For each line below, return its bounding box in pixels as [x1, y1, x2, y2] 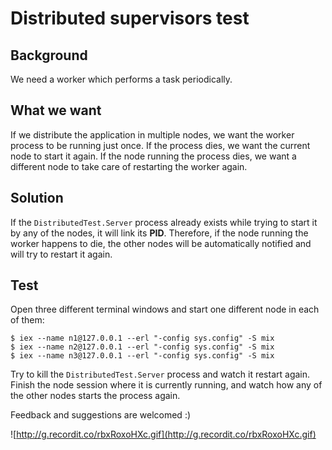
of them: [10, 314, 45, 326]
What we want [10, 102, 102, 119]
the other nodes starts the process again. [10, 390, 181, 402]
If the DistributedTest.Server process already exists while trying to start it [10, 216, 318, 228]
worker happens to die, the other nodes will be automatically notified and [10, 237, 312, 249]
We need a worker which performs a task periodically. [10, 73, 233, 85]
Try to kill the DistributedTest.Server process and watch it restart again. [10, 368, 311, 381]
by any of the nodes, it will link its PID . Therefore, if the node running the [10, 227, 309, 239]
